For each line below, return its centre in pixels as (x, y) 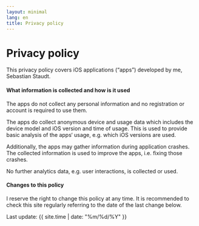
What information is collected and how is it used (68, 90)
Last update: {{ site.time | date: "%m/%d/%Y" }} (67, 216)
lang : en (17, 18)
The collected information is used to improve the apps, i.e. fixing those (94, 153)
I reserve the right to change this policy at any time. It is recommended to (98, 198)
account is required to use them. (47, 110)
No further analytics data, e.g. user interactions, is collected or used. (92, 171)
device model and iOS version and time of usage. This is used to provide (97, 128)
